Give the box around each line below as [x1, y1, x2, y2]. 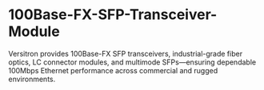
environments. [8, 74, 56, 84]
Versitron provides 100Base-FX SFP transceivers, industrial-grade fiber [8, 49, 242, 58]
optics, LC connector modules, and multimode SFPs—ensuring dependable [8, 57, 257, 67]
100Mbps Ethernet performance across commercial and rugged [8, 65, 218, 75]
